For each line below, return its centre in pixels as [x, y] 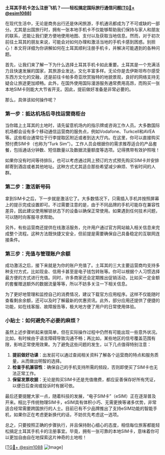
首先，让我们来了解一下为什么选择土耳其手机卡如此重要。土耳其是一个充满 [80, 65]
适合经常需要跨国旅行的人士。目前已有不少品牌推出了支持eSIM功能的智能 [79, 409]
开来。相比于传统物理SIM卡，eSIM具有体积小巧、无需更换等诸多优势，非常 [81, 402]
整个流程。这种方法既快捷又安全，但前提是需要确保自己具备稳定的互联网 [82, 233]
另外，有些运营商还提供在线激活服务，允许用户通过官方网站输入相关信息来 [80, 227]
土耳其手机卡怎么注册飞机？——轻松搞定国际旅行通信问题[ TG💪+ [70, 8]
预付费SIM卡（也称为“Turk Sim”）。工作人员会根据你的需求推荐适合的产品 [79, 144]
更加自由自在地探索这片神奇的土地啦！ [48, 437]
